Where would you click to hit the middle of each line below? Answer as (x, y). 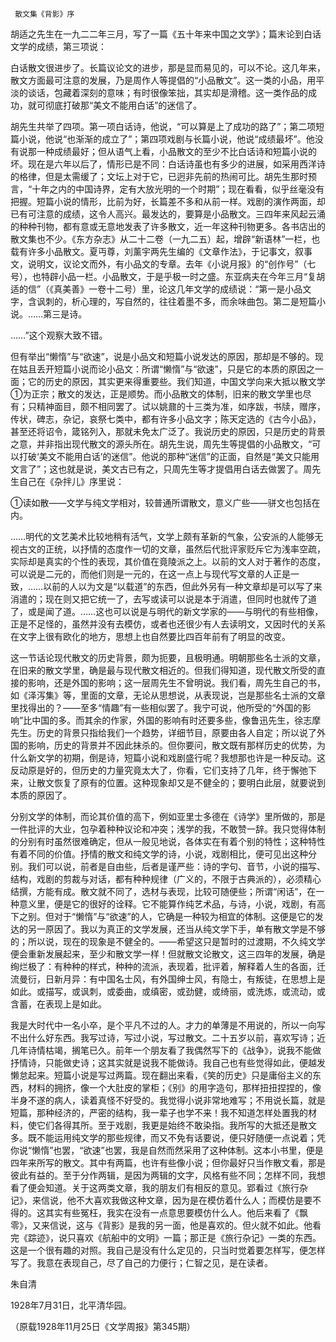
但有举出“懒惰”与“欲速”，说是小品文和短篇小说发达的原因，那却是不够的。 (162, 356)
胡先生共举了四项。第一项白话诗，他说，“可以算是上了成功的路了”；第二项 (163, 126)
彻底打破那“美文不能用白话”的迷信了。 (123, 105)
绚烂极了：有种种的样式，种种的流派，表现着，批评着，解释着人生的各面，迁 (168, 966)
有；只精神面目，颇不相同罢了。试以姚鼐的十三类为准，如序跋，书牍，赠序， (168, 406)
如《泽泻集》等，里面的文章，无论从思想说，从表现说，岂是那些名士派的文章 (168, 695)
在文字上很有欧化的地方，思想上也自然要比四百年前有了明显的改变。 (150, 636)
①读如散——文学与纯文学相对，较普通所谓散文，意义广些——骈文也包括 (161, 502)
